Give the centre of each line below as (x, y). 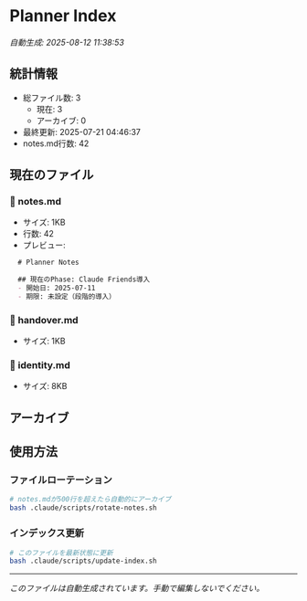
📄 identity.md (40, 365)
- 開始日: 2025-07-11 (57, 289)
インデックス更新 (47, 533)
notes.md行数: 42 (56, 143)
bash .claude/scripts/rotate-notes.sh (83, 508)
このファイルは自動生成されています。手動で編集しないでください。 (137, 588)
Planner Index (63, 16)
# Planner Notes (48, 263)
